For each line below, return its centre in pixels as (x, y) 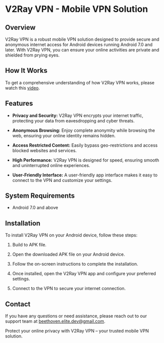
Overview (20, 28)
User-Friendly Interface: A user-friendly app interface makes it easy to (85, 175)
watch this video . (22, 88)
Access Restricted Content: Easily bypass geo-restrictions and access (85, 145)
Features (19, 103)
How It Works (26, 71)
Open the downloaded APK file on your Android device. (68, 254)
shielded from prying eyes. (32, 55)
